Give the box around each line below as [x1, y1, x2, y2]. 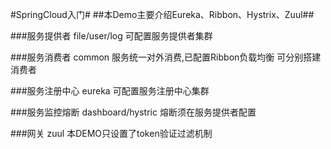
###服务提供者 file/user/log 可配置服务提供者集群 [10, 30, 213, 42]
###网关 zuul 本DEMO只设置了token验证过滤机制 [10, 128, 213, 139]
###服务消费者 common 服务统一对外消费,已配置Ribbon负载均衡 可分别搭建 [10, 51, 322, 63]
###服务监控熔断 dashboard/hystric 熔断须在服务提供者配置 [10, 106, 257, 118]
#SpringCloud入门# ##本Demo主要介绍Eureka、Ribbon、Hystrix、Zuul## [10, 9, 315, 20]
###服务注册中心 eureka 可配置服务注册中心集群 [10, 85, 210, 97]
